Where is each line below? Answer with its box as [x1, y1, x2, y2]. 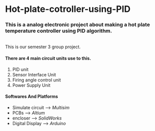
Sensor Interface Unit [12, 71, 56, 77]
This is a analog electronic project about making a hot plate [5, 21, 150, 28]
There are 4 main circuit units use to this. [5, 56, 92, 62]
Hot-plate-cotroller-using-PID [5, 3, 131, 15]
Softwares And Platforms [5, 93, 58, 100]
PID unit [12, 66, 29, 72]
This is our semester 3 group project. [5, 44, 81, 50]
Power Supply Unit [12, 82, 51, 88]
